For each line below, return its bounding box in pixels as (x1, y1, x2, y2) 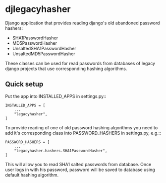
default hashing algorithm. (5, 172, 59, 178)
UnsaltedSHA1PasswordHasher (12, 45, 76, 51)
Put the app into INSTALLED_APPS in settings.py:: (5, 93, 107, 99)
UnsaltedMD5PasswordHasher (12, 51, 75, 57)
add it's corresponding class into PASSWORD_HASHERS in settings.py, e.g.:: (5, 130, 161, 136)
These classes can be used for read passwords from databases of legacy (5, 60, 155, 66)
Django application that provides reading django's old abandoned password (5, 20, 160, 26)
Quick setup (5, 80, 44, 89)
